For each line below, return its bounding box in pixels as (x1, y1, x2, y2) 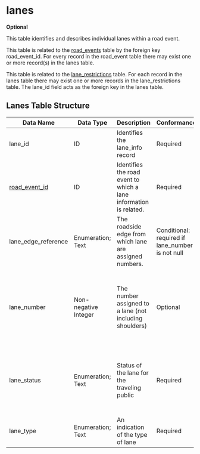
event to (117, 175, 140, 184)
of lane (117, 438, 136, 446)
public (117, 391, 135, 399)
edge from (117, 230, 146, 238)
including (117, 314, 143, 322)
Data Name (22, 118, 55, 126)
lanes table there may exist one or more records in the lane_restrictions (6, 77, 181, 84)
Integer (73, 310, 94, 319)
